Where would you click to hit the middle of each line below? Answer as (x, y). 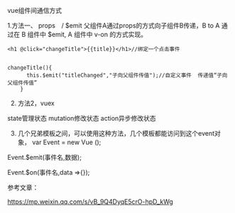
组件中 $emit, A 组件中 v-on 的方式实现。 (87, 34)
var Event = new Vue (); (66, 142)
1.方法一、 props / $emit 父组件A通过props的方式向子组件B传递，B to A (114, 26)
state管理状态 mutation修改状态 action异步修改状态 (82, 118)
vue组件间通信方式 (35, 10)
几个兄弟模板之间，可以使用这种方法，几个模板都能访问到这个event (116, 133)
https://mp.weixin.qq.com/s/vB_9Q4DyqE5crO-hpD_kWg (91, 202)
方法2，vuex (36, 103)
